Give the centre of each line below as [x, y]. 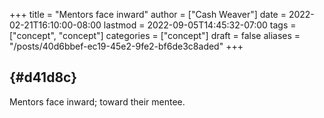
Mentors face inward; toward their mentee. [97, 101]
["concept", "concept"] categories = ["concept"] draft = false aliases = [155, 35]
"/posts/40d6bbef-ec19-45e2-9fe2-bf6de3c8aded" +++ [126, 46]
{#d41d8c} [43, 77]
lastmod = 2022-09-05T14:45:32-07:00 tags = [200, 25]
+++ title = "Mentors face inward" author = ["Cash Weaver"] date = [148, 14]
